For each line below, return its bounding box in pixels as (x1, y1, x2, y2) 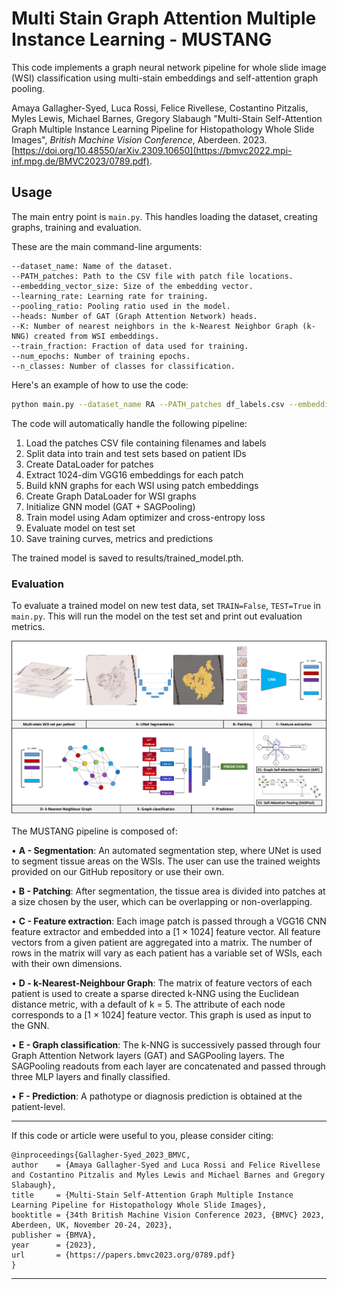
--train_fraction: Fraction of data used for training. (11, 341, 249, 351)
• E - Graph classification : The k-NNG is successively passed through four (11, 1039, 321, 1051)
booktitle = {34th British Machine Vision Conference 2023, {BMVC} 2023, (11, 1210, 326, 1221)
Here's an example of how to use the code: (11, 378, 189, 391)
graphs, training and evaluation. (11, 221, 142, 233)
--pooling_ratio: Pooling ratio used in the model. (11, 301, 231, 311)
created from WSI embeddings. (33, 331, 160, 341)
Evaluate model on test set (25, 522, 136, 534)
